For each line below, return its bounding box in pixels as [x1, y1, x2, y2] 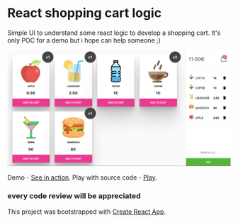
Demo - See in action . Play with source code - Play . [7, 173, 157, 182]
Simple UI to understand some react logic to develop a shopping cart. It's [7, 28, 221, 37]
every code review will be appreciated [7, 191, 141, 201]
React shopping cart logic [7, 5, 161, 21]
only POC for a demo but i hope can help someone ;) [7, 36, 161, 44]
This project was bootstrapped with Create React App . [7, 207, 166, 216]
